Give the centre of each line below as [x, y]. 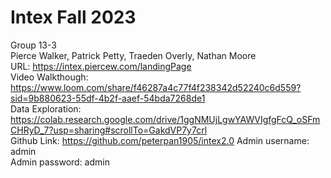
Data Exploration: [46, 108]
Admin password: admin [60, 162]
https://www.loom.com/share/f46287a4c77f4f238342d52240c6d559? [156, 87]
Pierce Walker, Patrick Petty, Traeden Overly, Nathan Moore [133, 55]
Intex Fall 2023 [73, 17]
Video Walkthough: [49, 77]
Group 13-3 [33, 45]
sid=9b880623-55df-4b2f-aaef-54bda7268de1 [108, 98]
